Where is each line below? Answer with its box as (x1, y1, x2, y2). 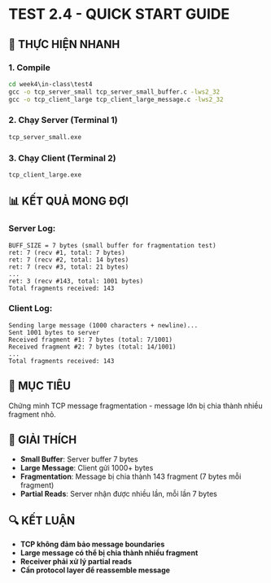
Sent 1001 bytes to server (8, 328, 100, 336)
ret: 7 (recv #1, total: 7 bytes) (8, 248, 126, 256)
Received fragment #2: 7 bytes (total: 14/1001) (8, 343, 177, 351)
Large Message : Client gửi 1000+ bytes (20, 463, 154, 473)
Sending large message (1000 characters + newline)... (8, 321, 199, 330)
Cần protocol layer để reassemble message (20, 565, 171, 575)
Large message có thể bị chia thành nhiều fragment (20, 548, 199, 558)
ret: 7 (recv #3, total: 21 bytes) (8, 262, 129, 271)
